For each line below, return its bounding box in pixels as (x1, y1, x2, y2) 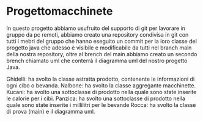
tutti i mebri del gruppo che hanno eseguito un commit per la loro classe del (6, 37, 197, 45)
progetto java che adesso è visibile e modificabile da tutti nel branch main (6, 44, 192, 51)
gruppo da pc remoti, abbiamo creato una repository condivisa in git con (6, 31, 189, 38)
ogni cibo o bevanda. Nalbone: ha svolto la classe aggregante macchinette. (6, 81, 196, 89)
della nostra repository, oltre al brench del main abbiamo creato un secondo (6, 50, 197, 57)
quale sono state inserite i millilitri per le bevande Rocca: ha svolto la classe (6, 101, 196, 108)
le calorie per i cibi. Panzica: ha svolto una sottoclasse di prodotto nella (6, 95, 185, 102)
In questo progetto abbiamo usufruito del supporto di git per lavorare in (6, 24, 185, 32)
